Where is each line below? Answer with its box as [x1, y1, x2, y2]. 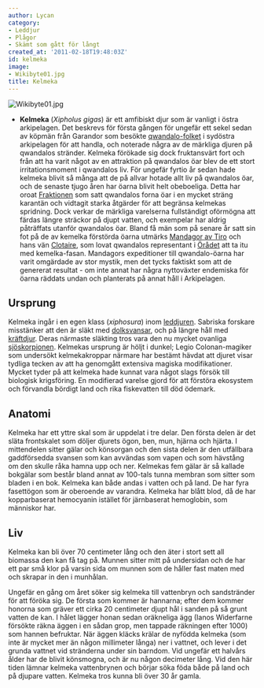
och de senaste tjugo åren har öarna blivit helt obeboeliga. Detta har [19, 181, 241, 191]
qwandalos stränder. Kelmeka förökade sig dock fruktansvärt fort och [19, 147, 245, 158]
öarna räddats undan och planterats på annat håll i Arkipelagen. [19, 273, 225, 283]
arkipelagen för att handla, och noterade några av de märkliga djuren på [19, 139, 253, 149]
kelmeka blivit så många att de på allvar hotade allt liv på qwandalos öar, [19, 173, 255, 182]
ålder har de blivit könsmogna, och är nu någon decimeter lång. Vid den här [8, 654, 253, 664]
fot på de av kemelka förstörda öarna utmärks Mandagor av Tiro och [19, 232, 241, 241]
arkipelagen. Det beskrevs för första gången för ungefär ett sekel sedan [19, 123, 252, 132]
